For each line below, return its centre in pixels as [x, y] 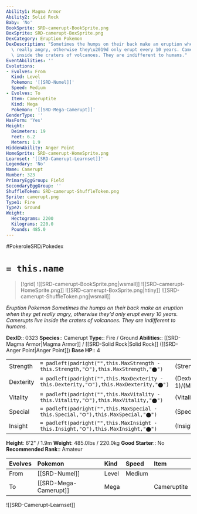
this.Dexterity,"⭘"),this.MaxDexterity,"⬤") [105, 385]
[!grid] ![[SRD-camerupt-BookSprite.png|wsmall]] [80, 284]
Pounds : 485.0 [28, 229]
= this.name [35, 269]
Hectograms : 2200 [33, 219]
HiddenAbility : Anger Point [40, 148]
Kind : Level [26, 77]
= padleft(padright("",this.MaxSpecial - [98, 409]
